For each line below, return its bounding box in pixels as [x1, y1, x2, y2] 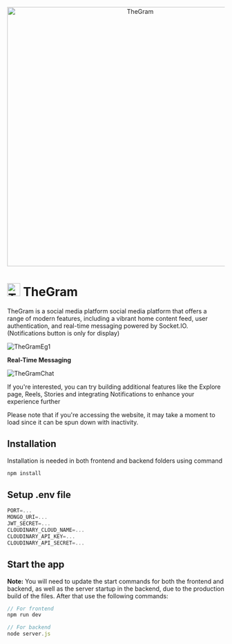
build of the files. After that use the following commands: [7, 591, 169, 600]
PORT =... [7, 507, 32, 515]
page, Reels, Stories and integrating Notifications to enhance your [7, 389, 195, 398]
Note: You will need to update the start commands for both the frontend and [7, 577, 224, 585]
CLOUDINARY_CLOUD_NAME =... [7, 526, 85, 534]
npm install [7, 470, 41, 477]
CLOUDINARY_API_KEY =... [7, 533, 76, 540]
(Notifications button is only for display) [7, 329, 119, 337]
